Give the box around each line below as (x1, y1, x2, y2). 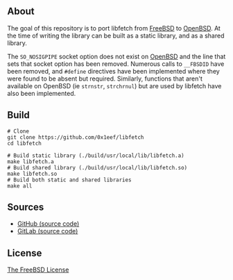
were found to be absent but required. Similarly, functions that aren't (7, 74, 202, 83)
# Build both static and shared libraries (7, 176, 132, 183)
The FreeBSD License (7, 265, 69, 274)
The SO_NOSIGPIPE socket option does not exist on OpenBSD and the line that (7, 52, 226, 60)
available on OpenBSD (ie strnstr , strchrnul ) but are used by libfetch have (7, 81, 222, 90)
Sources (7, 201, 44, 213)
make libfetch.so (7, 170, 58, 177)
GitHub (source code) (17, 220, 80, 228)
